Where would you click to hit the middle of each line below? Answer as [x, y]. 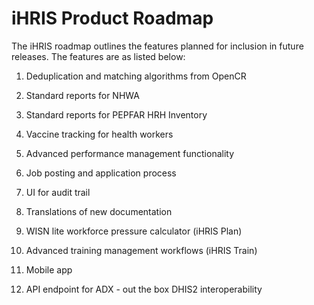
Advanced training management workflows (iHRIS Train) [141, 250]
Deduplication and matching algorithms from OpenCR [136, 76]
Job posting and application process [101, 173]
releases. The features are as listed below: [98, 56]
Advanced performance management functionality [130, 153]
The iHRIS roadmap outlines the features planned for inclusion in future [157, 46]
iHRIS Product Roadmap [112, 18]
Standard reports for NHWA [82, 95]
